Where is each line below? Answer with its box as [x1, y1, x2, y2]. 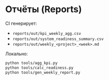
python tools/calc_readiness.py [5, 65, 74, 70]
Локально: [5, 51, 28, 57]
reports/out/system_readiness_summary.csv [12, 36, 104, 42]
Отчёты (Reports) [5, 4, 82, 15]
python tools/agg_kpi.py [5, 60, 58, 65]
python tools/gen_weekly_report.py [5, 70, 81, 75]
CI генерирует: [5, 20, 37, 26]
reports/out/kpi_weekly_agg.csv [12, 31, 81, 36]
